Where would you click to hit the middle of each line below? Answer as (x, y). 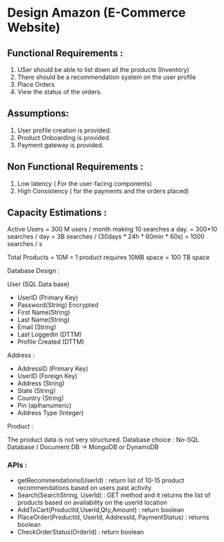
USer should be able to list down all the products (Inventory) (103, 70)
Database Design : (34, 271)
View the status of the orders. (60, 92)
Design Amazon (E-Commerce (96, 13)
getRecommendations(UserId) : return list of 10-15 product (101, 480)
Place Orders (36, 84)
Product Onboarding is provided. (64, 137)
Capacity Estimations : (57, 213)
